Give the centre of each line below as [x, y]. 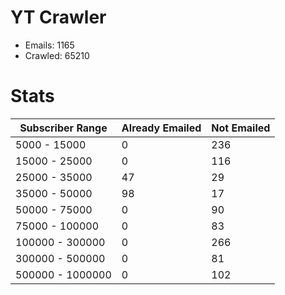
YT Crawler [58, 17]
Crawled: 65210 [57, 55]
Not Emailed [241, 128]
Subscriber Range [63, 128]
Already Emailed [161, 128]
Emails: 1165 [49, 45]
